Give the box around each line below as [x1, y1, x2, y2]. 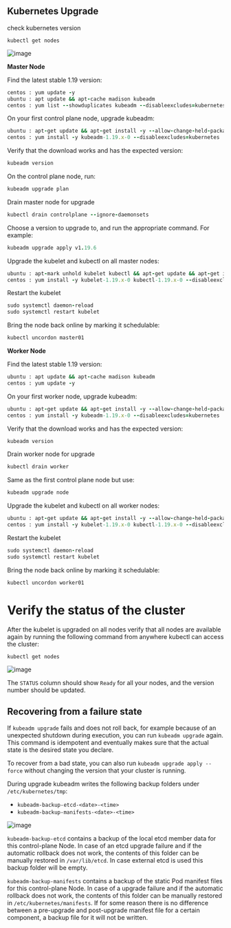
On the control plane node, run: [7, 172, 96, 181]
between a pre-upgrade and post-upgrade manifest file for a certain [7, 906, 201, 914]
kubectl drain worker [7, 464, 69, 471]
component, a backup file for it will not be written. [7, 914, 148, 922]
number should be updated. [7, 686, 86, 694]
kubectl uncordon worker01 [7, 579, 85, 586]
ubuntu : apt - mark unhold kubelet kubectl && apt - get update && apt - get [7, 270, 220, 277]
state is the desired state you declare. [7, 746, 114, 754]
